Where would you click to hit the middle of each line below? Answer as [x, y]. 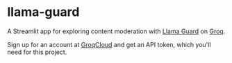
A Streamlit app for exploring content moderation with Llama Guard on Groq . [116, 31]
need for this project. [37, 52]
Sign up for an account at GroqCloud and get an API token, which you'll [109, 44]
